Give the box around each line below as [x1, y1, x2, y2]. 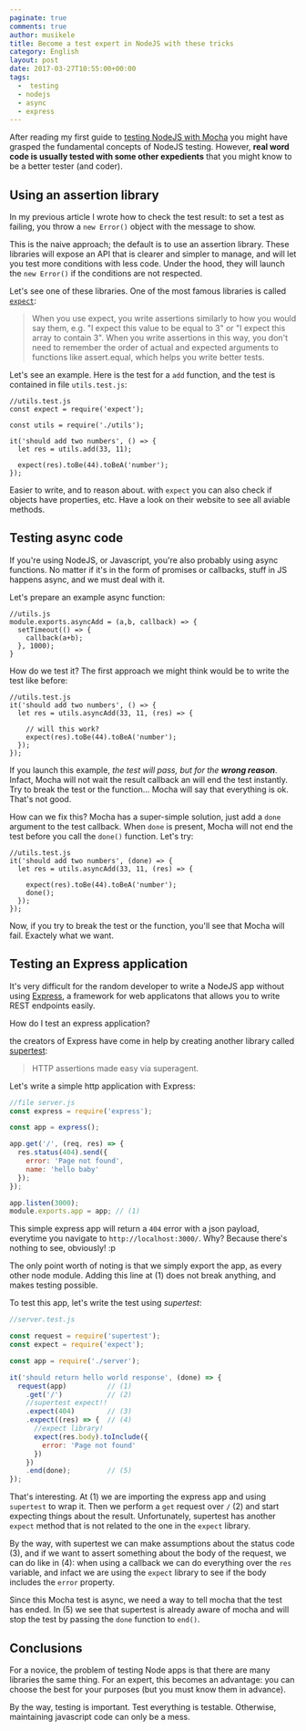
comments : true [9, 22, 67, 31]
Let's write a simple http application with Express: [9, 1080, 196, 1091]
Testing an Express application [9, 956, 189, 972]
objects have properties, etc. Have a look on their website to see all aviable [9, 495, 291, 506]
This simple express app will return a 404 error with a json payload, [9, 1224, 260, 1235]
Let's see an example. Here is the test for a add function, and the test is [9, 370, 276, 381]
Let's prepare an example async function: [9, 591, 166, 602]
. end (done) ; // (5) [25, 1466, 132, 1476]
